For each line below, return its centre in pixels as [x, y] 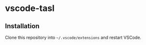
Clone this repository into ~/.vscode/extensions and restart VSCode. [73, 37]
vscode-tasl [30, 8]
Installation [22, 26]
